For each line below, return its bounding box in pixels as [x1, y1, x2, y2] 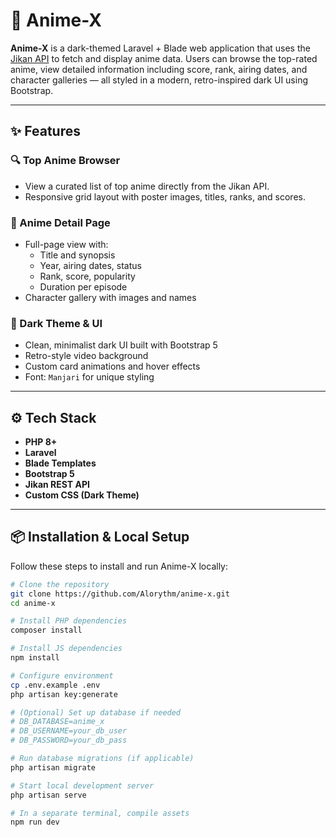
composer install [10, 625, 83, 636]
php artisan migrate [10, 762, 97, 773]
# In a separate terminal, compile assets [10, 808, 190, 818]
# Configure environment [10, 670, 114, 681]
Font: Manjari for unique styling [24, 371, 155, 383]
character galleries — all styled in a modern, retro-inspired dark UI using [10, 74, 308, 86]
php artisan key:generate [10, 689, 118, 699]
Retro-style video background [24, 350, 149, 362]
